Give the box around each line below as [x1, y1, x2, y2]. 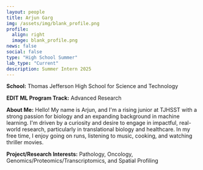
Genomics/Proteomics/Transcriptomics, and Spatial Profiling [6, 157, 159, 164]
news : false [6, 43, 37, 50]
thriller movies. [6, 139, 44, 146]
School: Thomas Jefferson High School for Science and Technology [6, 83, 179, 90]
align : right [12, 32, 45, 38]
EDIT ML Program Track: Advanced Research [6, 94, 122, 102]
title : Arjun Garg [6, 15, 53, 21]
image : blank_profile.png [12, 37, 78, 43]
